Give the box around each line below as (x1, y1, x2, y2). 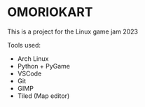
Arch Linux (17, 54, 49, 63)
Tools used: (7, 41, 41, 49)
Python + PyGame (17, 62, 71, 70)
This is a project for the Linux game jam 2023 (7, 27, 139, 36)
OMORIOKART (7, 4, 93, 20)
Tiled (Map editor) (17, 92, 70, 100)
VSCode (17, 69, 42, 78)
